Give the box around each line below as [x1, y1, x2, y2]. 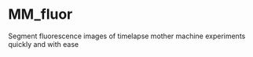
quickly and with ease [8, 39, 79, 48]
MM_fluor [8, 5, 73, 23]
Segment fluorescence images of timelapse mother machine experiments [8, 31, 246, 41]
